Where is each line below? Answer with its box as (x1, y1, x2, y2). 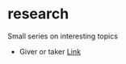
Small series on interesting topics (7, 31, 119, 41)
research (7, 5, 69, 23)
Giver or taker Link (19, 46, 82, 56)
